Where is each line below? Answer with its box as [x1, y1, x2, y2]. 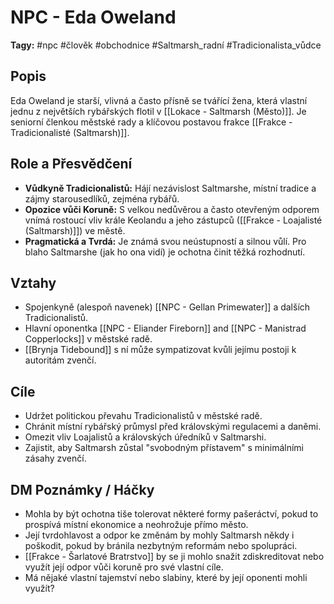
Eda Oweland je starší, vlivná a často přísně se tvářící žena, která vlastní [10, 94, 308, 106]
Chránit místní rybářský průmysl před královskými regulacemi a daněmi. [24, 421, 322, 433]
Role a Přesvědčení [10, 156, 133, 173]
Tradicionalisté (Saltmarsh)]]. [10, 126, 130, 138]
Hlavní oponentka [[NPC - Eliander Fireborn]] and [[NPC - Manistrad [24, 322, 307, 335]
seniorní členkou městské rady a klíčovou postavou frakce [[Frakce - [10, 116, 293, 128]
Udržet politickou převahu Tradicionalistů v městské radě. [24, 410, 263, 422]
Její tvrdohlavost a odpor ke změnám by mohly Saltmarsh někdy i [24, 529, 295, 541]
